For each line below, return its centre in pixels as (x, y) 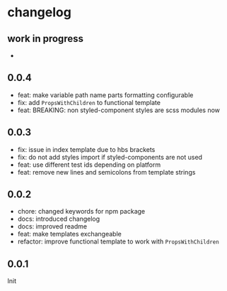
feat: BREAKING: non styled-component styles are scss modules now (119, 110)
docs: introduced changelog (59, 219)
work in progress (45, 39)
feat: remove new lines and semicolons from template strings (106, 172)
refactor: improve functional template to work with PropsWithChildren (118, 241)
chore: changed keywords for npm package (81, 212)
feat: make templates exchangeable (69, 234)
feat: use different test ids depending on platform (89, 165)
